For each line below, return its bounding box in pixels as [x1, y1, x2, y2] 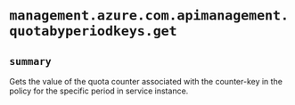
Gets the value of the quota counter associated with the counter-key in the [9, 77, 283, 86]
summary [9, 54, 52, 68]
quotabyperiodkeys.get [9, 23, 177, 40]
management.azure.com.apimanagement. [9, 7, 290, 24]
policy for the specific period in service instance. [9, 85, 189, 96]
